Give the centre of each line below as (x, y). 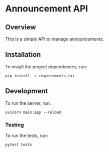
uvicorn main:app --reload (33, 112)
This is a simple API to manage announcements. (54, 39)
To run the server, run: (28, 103)
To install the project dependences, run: (46, 67)
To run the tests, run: (27, 136)
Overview (21, 27)
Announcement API (47, 9)
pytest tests (19, 145)
